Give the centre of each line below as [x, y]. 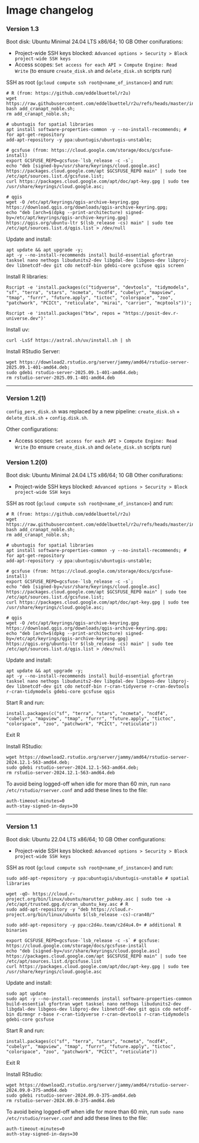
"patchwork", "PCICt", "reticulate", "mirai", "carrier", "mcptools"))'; [99, 303]
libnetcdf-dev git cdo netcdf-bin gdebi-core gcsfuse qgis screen [100, 266]
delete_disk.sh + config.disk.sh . [47, 417]
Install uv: [18, 330]
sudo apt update [26, 994]
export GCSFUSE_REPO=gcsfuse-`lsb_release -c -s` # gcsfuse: [83, 941]
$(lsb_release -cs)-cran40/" [119, 915]
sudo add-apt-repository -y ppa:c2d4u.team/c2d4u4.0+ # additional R [94, 925]
